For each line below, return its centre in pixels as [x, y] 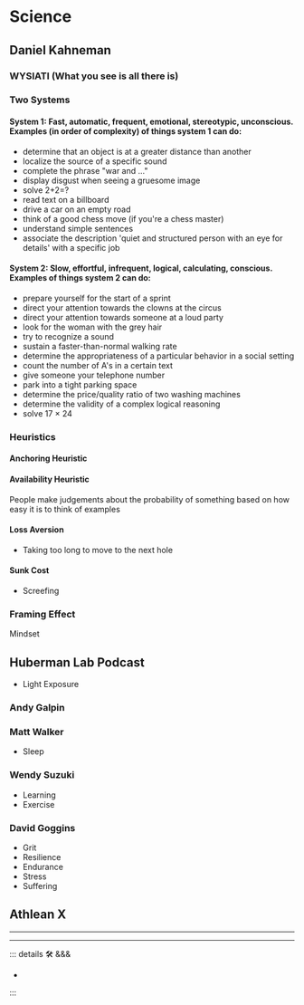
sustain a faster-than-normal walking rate [100, 346]
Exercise [38, 804]
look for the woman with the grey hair [92, 327]
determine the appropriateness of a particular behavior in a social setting [158, 356]
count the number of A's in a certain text [98, 365]
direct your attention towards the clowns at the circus [122, 307]
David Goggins [43, 828]
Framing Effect [43, 614]
